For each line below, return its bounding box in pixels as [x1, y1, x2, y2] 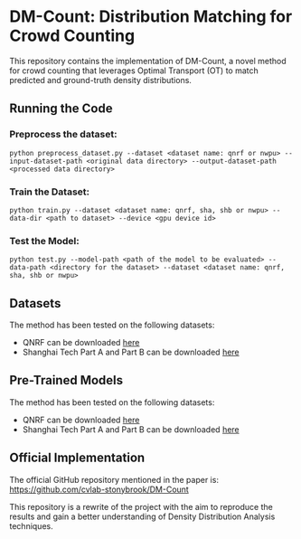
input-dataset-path [9, 156, 83, 165]
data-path [9, 263, 47, 272]
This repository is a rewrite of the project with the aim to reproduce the [9, 501, 273, 512]
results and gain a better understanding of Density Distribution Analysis [9, 511, 276, 522]
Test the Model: [9, 234, 80, 247]
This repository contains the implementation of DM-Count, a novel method [9, 55, 287, 66]
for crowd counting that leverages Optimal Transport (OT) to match [9, 65, 259, 76]
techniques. [9, 520, 53, 531]
